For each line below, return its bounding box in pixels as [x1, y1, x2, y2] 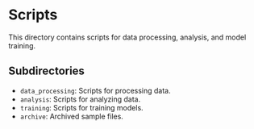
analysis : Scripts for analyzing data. [19, 94, 141, 104]
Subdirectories [8, 64, 85, 78]
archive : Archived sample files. [19, 111, 123, 121]
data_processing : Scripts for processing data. [19, 85, 171, 95]
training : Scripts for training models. [19, 102, 144, 112]
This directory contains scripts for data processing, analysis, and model [8, 32, 247, 42]
